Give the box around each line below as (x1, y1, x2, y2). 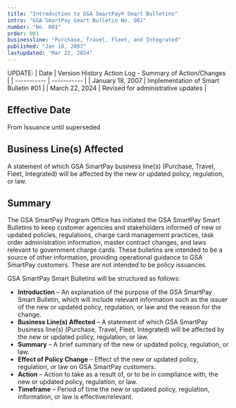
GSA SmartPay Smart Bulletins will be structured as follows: (7, 274, 181, 283)
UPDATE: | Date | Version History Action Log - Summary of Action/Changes (7, 68, 226, 77)
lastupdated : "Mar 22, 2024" (7, 50, 93, 57)
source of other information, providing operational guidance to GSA (7, 253, 203, 262)
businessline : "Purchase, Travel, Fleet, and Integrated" (7, 37, 181, 44)
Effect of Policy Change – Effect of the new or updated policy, (17, 355, 199, 364)
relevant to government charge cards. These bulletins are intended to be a (7, 246, 223, 254)
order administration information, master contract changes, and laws (7, 238, 206, 247)
